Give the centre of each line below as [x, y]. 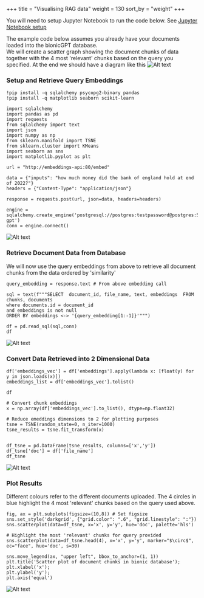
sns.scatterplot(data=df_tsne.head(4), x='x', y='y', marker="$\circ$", [100, 541]
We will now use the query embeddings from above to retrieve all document [101, 266]
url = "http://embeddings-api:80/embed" [58, 167]
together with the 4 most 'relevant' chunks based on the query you [90, 58]
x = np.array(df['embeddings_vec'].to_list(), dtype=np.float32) [90, 408]
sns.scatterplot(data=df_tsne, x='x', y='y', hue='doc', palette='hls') [100, 525]
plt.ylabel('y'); [28, 573]
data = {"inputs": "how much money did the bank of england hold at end [100, 178]
